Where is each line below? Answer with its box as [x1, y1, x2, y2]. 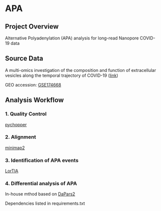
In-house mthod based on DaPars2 [5, 191, 75, 197]
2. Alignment [5, 134, 36, 141]
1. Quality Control [5, 110, 47, 117]
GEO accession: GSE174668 [5, 82, 62, 88]
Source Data [5, 54, 43, 63]
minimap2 [5, 144, 25, 151]
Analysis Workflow [5, 96, 64, 105]
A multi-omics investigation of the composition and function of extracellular [5, 67, 157, 73]
